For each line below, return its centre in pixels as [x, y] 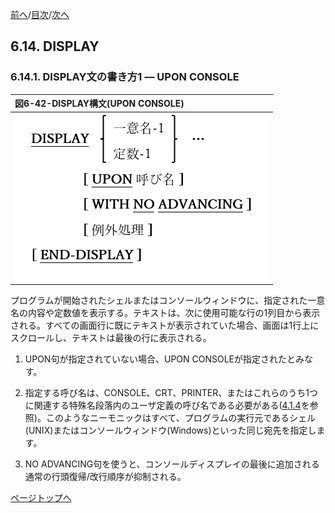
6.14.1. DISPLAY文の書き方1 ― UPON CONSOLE [125, 77]
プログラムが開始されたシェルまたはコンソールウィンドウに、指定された [159, 300]
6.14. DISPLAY [55, 46]
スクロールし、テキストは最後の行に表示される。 [111, 337]
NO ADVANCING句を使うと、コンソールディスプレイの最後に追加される [172, 464]
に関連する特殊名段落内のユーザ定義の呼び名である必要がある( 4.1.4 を [167, 405]
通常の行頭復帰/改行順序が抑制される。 [105, 476]
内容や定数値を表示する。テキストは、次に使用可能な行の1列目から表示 [174, 312]
